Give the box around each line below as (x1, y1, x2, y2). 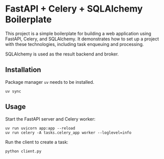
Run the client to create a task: (5, 139, 69, 145)
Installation (5, 66, 41, 74)
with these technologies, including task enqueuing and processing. (5, 41, 144, 47)
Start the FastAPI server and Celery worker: (5, 116, 96, 122)
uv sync (5, 89, 22, 94)
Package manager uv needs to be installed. (5, 79, 95, 85)
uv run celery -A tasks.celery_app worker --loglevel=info (5, 130, 132, 135)
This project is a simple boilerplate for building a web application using (5, 30, 152, 36)
